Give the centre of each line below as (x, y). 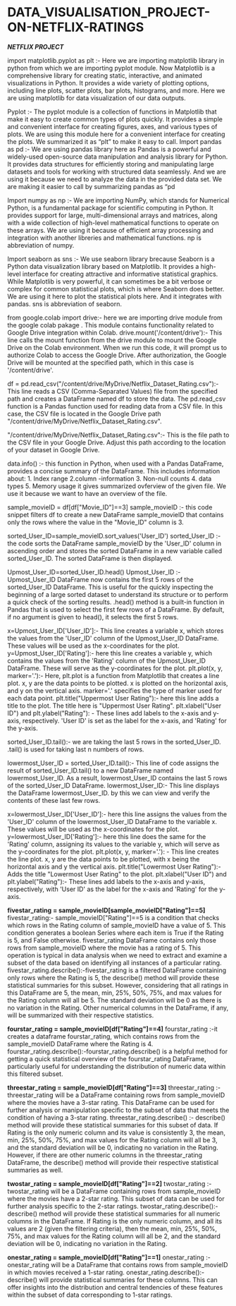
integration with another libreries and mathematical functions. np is (105, 238)
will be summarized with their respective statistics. (81, 1015)
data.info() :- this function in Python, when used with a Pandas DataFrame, (116, 464)
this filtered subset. (35, 1074)
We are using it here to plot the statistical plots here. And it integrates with (114, 296)
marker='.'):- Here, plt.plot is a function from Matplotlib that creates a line (113, 675)
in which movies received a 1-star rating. (66, 1272)
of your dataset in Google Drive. (54, 449)
